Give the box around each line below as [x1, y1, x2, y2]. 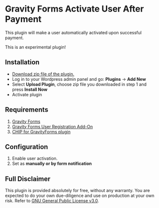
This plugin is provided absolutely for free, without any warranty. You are [5, 188, 150, 193]
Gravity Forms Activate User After [5, 3, 144, 15]
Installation [5, 58, 40, 66]
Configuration [5, 143, 48, 151]
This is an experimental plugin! [5, 44, 66, 50]
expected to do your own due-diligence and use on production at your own [5, 193, 155, 199]
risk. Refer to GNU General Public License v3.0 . [5, 198, 99, 204]
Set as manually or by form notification [12, 161, 92, 166]
